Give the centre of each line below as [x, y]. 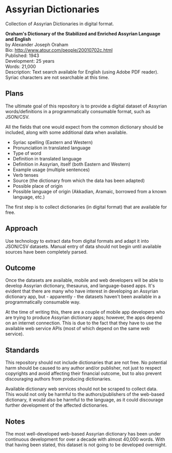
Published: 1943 [22, 56]
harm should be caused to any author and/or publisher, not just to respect [83, 368]
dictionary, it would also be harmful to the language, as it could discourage [84, 400]
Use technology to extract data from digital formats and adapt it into [77, 241]
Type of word [27, 153]
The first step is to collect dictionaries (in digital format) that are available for [86, 207]
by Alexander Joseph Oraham [37, 44]
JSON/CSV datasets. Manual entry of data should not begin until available [83, 246]
